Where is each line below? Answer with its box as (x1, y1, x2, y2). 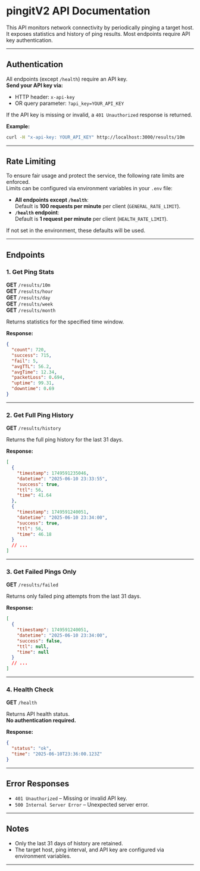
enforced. (6, 178, 30, 186)
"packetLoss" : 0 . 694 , (11, 375, 65, 381)
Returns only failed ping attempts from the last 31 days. (6, 592, 142, 600)
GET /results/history (6, 425, 61, 432)
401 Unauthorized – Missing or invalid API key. (14, 795, 128, 802)
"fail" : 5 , (11, 358, 39, 364)
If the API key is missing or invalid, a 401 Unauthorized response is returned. (6, 111, 192, 118)
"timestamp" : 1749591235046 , (17, 470, 89, 476)
